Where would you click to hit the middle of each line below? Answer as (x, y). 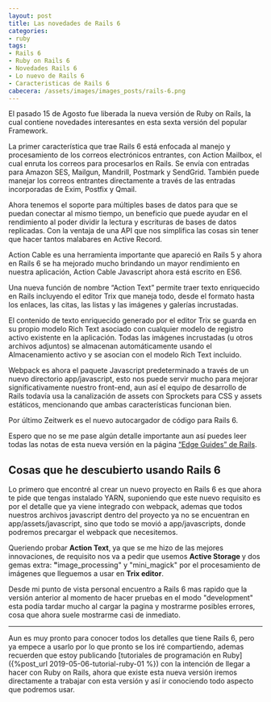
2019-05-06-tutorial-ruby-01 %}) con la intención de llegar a (150, 664)
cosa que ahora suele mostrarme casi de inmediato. (95, 615)
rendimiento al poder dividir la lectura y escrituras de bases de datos (123, 222)
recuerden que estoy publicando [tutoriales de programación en (115, 655)
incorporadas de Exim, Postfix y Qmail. (73, 190)
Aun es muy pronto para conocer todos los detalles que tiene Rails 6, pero (131, 638)
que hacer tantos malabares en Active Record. (85, 240)
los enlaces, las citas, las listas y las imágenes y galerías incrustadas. (123, 305)
